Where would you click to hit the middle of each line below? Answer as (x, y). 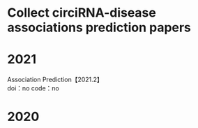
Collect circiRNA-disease (82, 13)
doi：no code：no (33, 88)
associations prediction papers (99, 27)
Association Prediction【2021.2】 (55, 80)
